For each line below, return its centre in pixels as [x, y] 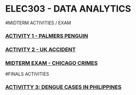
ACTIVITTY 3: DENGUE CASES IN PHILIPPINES [63, 87]
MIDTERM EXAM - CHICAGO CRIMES [52, 63]
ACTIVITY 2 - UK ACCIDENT [41, 50]
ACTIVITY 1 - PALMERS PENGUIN [47, 36]
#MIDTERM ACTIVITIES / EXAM [38, 23]
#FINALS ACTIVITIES [27, 74]
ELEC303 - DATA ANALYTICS [68, 9]
